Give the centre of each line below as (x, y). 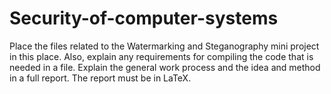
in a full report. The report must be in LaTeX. (100, 78)
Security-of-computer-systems (144, 18)
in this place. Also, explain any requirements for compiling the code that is (161, 56)
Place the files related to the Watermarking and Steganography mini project (164, 46)
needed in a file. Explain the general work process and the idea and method (165, 67)
